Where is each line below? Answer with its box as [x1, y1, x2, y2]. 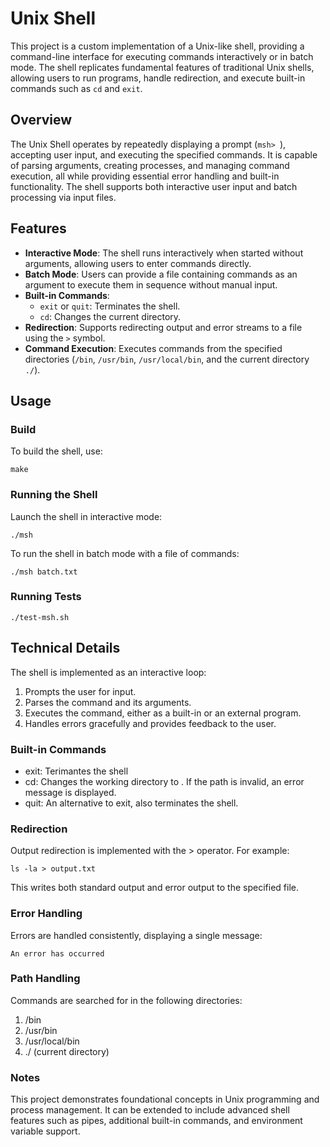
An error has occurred [10, 948, 105, 959]
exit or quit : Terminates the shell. [39, 300, 181, 312]
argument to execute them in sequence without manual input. [24, 278, 278, 291]
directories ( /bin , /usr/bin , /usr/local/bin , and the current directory [24, 353, 310, 365]
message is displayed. [24, 786, 117, 798]
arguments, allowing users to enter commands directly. [24, 257, 252, 269]
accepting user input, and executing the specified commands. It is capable [10, 148, 318, 161]
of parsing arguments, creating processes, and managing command [10, 159, 290, 171]
